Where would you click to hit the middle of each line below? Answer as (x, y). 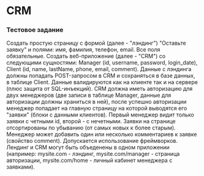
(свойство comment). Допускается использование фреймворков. (92, 141)
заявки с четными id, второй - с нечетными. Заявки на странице (91, 121)
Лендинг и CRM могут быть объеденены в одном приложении (88, 147)
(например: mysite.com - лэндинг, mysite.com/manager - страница (93, 154)
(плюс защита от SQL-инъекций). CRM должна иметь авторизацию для (100, 89)
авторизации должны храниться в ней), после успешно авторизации (96, 102)
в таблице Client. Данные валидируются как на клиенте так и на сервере (102, 82)
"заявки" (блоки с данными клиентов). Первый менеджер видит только (100, 115)
